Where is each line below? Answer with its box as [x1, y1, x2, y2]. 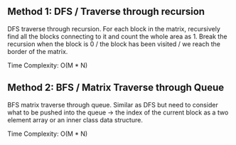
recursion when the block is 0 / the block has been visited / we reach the [7, 39, 221, 48]
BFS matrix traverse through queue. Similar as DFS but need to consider [7, 100, 218, 109]
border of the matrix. [7, 47, 68, 55]
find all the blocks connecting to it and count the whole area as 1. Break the [7, 32, 227, 41]
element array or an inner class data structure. [7, 115, 144, 124]
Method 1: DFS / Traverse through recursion [7, 6, 205, 18]
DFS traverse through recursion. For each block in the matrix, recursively [7, 24, 220, 33]
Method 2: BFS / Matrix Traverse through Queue [7, 82, 225, 94]
